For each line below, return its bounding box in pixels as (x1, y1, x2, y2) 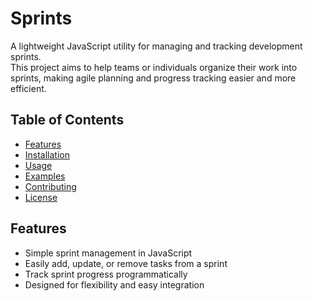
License (24, 191, 58, 203)
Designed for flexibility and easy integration (24, 278, 205, 291)
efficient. (10, 82, 47, 94)
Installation (24, 148, 71, 161)
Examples (24, 170, 66, 182)
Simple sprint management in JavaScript (24, 247, 193, 259)
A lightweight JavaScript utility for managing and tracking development (10, 40, 303, 52)
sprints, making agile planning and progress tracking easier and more (10, 72, 297, 84)
